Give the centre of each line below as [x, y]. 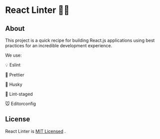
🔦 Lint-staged [19, 94]
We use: [14, 55]
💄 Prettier [15, 75]
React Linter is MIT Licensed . [36, 131]
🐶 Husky [14, 84]
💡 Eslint [13, 65]
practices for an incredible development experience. [59, 46]
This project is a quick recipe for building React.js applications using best [80, 40]
